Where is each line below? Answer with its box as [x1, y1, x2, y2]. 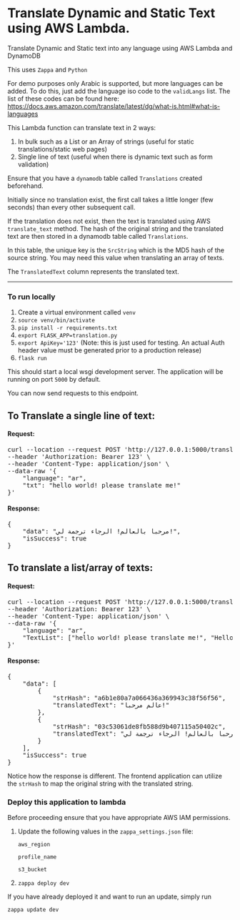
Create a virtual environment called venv [17, 308, 136, 317]
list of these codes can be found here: [7, 94, 119, 103]
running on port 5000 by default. [7, 375, 101, 384]
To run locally [7, 292, 56, 302]
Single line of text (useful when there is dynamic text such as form [17, 152, 213, 161]
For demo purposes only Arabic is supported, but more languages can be [7, 79, 224, 87]
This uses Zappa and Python [7, 65, 88, 74]
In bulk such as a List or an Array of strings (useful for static [17, 137, 194, 146]
